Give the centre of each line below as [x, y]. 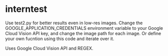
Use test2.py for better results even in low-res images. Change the [74, 23]
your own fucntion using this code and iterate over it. [60, 39]
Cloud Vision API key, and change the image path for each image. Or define [83, 33]
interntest [26, 9]
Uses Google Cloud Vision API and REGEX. [49, 48]
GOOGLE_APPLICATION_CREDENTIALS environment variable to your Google [84, 28]
